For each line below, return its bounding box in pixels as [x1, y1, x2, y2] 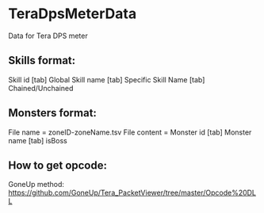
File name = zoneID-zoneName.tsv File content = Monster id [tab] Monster [8, 127, 252, 137]
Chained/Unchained [8, 83, 74, 93]
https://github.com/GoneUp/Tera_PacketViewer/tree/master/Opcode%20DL [8, 188, 256, 198]
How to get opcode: [8, 158, 107, 172]
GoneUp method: [8, 180, 65, 189]
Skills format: [8, 54, 76, 67]
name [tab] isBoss [8, 135, 67, 145]
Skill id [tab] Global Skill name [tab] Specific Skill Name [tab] [8, 74, 205, 84]
